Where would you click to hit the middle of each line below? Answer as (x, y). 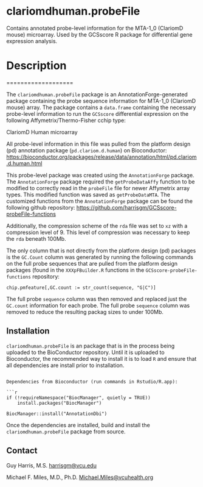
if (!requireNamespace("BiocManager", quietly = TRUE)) (78, 397)
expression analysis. (32, 41)
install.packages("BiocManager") (60, 403)
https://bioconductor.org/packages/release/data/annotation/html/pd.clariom (101, 157)
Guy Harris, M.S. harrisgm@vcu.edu (52, 465)
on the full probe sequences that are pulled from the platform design (92, 263)
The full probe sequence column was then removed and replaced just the (97, 299)
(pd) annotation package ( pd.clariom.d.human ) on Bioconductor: (87, 150)
